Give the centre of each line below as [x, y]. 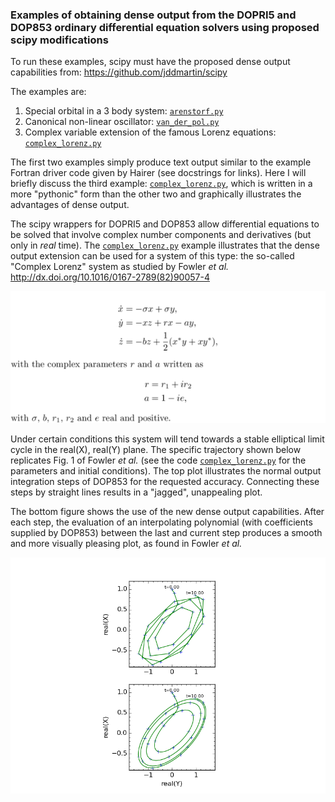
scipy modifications [59, 40]
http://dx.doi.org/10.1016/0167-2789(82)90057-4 [110, 277]
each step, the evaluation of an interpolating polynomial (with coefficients [161, 522]
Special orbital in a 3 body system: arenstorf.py [124, 111]
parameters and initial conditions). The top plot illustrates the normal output [166, 471]
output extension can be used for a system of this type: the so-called [152, 256]
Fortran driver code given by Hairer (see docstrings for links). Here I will [158, 173]
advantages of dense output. [70, 205]
